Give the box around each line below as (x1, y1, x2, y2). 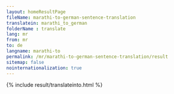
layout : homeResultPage (6, 8, 66, 15)
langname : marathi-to (6, 48, 61, 54)
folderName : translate (6, 25, 66, 32)
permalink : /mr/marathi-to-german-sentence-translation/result (6, 54, 169, 60)
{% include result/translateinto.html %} (6, 81, 103, 89)
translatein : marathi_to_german (6, 20, 87, 26)
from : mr (6, 37, 28, 43)
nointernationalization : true (6, 64, 82, 71)
